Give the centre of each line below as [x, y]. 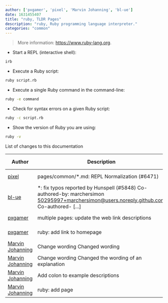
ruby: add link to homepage [69, 232]
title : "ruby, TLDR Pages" [33, 19]
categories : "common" [28, 29]
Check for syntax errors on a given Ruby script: [61, 109]
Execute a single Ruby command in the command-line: [68, 90]
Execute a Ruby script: [35, 71]
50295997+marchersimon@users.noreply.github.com [101, 200]
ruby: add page [55, 289]
